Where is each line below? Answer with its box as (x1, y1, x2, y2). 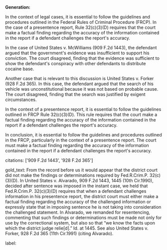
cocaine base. (5, 66, 34, 72)
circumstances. (5, 97, 37, 103)
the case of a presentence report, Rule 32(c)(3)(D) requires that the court (5, 24, 156, 30)
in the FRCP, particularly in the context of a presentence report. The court (5, 137, 157, 143)
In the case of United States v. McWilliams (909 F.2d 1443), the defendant (5, 45, 157, 50)
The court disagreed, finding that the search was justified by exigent (5, 92, 146, 97)
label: (5, 240, 16, 246)
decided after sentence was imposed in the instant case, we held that (5, 183, 148, 189)
